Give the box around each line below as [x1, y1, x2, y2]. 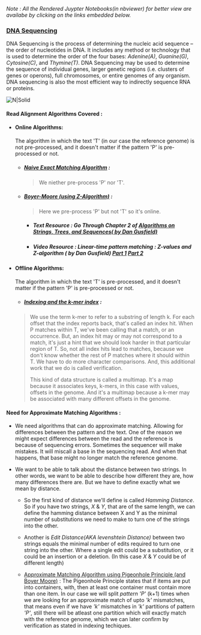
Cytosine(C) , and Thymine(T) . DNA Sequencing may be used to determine [6, 59, 190, 67]
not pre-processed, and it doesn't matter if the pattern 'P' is [14, 144, 163, 151]
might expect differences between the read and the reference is [14, 435, 173, 442]
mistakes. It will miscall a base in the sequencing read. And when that [14, 448, 187, 455]
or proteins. [6, 85, 35, 92]
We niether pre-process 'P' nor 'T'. [38, 179, 125, 186]
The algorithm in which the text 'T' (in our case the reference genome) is [14, 138, 195, 145]
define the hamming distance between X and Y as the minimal [23, 509, 178, 517]
